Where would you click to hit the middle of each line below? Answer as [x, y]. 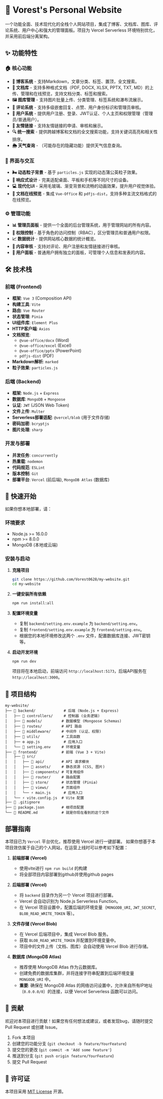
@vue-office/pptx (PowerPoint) [50, 350]
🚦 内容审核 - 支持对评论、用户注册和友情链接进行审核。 [67, 246]
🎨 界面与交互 [20, 160]
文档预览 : [21, 335]
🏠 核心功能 [18, 68]
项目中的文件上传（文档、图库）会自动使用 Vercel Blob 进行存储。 [85, 946]
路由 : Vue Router [28, 310]
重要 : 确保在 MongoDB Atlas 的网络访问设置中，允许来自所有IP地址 [86, 985]
